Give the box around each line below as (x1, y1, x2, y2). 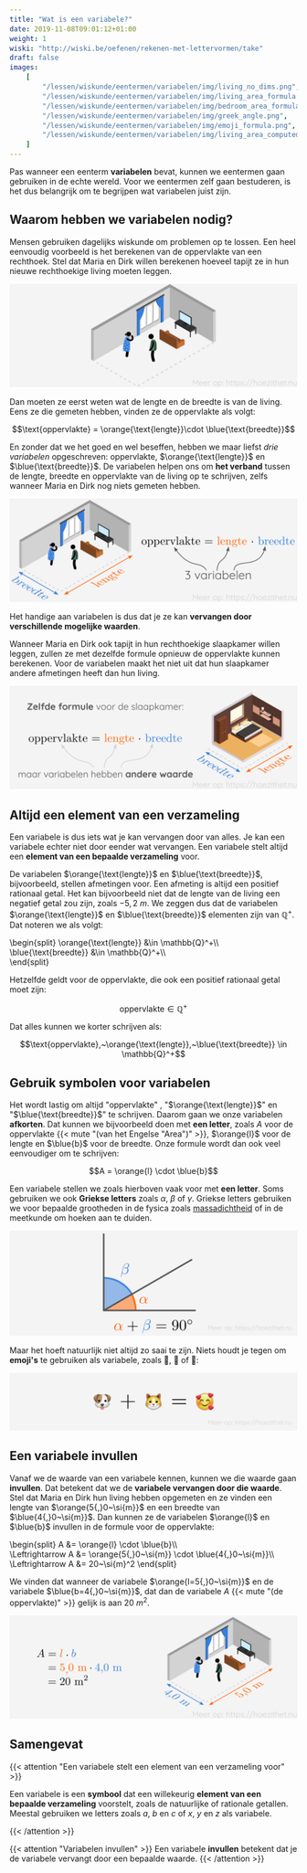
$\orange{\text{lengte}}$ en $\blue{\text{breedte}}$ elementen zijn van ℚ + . (9, 907, 295, 920)
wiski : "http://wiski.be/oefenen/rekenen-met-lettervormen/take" (9, 44, 263, 53)
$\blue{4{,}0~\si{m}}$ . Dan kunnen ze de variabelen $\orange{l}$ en (9, 1511, 270, 1522)
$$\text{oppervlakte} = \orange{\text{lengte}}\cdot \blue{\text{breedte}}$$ (12, 423, 295, 434)
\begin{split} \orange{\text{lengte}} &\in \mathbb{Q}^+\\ (9, 936, 219, 947)
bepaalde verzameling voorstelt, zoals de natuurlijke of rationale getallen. (9, 1798, 289, 1809)
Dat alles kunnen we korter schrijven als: (9, 1021, 163, 1032)
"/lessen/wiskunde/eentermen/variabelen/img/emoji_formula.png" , (42, 121, 297, 130)
